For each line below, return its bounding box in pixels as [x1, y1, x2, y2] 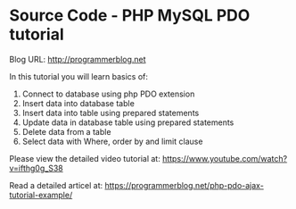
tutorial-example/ [9, 189, 73, 200]
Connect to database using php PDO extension [21, 88, 195, 99]
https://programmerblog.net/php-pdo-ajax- [104, 180, 265, 190]
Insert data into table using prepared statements [21, 107, 200, 118]
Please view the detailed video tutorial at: [9, 153, 160, 163]
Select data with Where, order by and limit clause [21, 136, 203, 146]
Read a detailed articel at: [9, 180, 103, 190]
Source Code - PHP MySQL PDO [9, 5, 251, 26]
